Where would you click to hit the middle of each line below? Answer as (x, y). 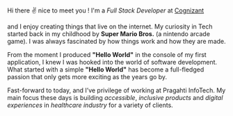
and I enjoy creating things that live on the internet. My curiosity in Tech (110, 26)
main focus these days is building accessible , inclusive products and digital (115, 98)
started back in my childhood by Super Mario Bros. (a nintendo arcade (109, 34)
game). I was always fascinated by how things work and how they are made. (116, 41)
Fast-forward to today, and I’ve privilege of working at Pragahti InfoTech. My (116, 90)
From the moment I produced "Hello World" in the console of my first (107, 55)
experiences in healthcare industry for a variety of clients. (90, 105)
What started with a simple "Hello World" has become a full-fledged (106, 69)
